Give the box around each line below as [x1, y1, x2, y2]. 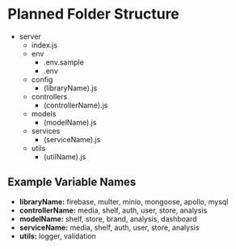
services [31, 126, 61, 136]
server [19, 32, 41, 41]
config [31, 74, 53, 84]
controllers [31, 91, 68, 101]
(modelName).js [43, 117, 97, 127]
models [31, 108, 57, 118]
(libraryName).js [43, 82, 98, 93]
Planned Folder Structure [7, 5, 179, 23]
